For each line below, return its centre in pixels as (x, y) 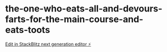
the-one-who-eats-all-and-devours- (84, 9)
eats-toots (28, 30)
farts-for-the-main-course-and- (74, 19)
